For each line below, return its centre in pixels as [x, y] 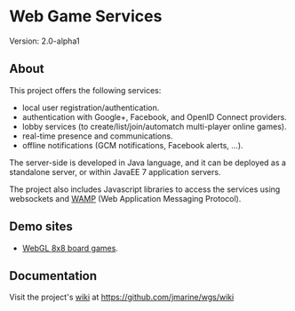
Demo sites [41, 227]
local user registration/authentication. [91, 108]
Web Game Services [86, 16]
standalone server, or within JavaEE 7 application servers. [115, 171]
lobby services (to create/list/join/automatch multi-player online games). [154, 126]
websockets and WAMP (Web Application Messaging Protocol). [125, 198]
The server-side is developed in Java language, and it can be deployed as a [148, 163]
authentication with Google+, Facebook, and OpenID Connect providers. [154, 116]
